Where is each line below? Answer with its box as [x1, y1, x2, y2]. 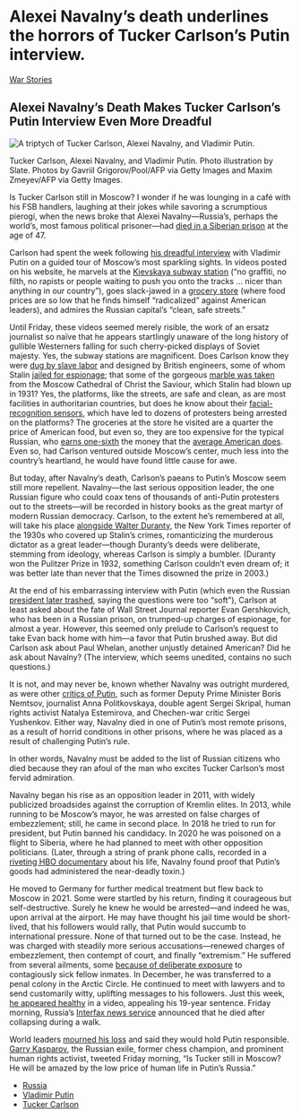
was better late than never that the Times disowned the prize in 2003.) [9, 568, 270, 578]
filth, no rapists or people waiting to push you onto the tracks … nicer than [9, 275, 282, 286]
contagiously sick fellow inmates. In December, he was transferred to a [9, 968, 271, 979]
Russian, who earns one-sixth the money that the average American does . [9, 436, 284, 446]
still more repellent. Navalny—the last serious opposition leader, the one [9, 481, 275, 492]
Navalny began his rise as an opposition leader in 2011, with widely [9, 789, 255, 800]
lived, [9, 921, 30, 932]
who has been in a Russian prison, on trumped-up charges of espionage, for [9, 613, 291, 624]
